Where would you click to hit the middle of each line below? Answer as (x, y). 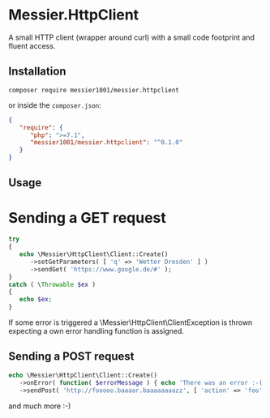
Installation (37, 72)
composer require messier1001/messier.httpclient (94, 90)
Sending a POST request (71, 357)
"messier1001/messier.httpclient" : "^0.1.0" (106, 143)
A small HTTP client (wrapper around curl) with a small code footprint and (132, 37)
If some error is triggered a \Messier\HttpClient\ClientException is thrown (131, 322)
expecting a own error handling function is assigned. (96, 331)
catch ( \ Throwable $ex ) (52, 284)
